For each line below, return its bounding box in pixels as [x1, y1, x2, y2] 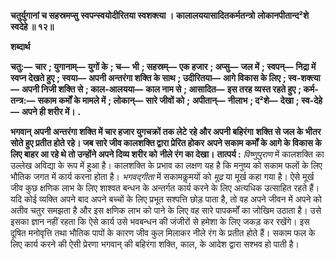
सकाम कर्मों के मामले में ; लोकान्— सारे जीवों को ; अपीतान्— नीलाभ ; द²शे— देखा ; [37, 95, 300, 106]
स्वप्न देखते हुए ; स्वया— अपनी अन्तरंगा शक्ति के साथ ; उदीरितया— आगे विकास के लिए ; [10, 72, 287, 84]
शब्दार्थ [10, 41, 31, 52]
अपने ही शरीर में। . [21, 106, 82, 117]
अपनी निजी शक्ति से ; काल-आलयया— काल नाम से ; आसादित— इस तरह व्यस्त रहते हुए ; [21, 83, 302, 95]
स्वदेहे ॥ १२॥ [10, 21, 55, 32]
